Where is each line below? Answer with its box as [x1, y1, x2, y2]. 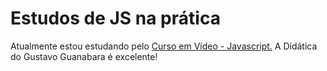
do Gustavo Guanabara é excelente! [10, 50, 158, 62]
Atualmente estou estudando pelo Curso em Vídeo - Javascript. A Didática [10, 40, 318, 52]
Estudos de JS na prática [10, 7, 221, 30]
